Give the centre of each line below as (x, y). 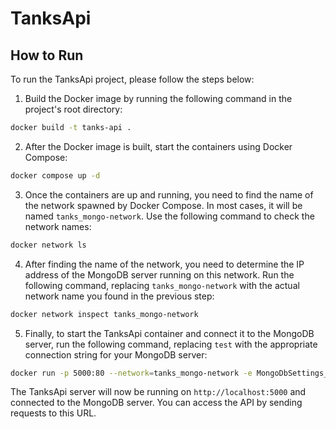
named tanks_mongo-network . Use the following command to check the (169, 216)
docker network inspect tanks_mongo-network (104, 314)
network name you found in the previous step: (119, 296)
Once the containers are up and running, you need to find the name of (169, 194)
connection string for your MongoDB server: (116, 354)
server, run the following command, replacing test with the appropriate (171, 344)
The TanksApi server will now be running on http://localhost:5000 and (158, 392)
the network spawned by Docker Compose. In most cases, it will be (163, 205)
